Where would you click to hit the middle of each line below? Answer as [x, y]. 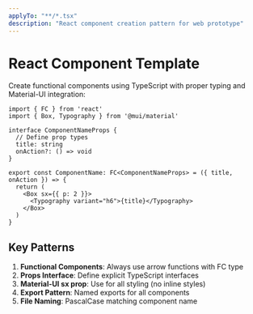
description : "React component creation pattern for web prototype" [126, 23]
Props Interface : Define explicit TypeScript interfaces [110, 275]
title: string [39, 145]
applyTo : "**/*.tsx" [43, 16]
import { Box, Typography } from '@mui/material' [94, 117]
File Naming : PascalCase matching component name [109, 301]
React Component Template [104, 64]
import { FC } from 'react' [56, 109]
